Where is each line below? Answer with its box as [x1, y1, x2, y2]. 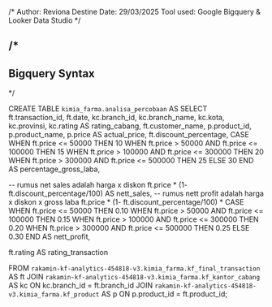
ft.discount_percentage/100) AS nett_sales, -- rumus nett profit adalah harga [8, 188, 264, 198]
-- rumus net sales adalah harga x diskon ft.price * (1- [8, 180, 188, 190]
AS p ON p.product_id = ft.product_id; [101, 289, 227, 299]
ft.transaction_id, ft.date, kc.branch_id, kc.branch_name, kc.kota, [8, 113, 225, 123]
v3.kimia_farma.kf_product [8, 291, 100, 299]
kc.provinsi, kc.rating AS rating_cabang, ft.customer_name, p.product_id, [8, 121, 252, 131]
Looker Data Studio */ [8, 15, 81, 25]
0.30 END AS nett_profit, [8, 231, 91, 242]
